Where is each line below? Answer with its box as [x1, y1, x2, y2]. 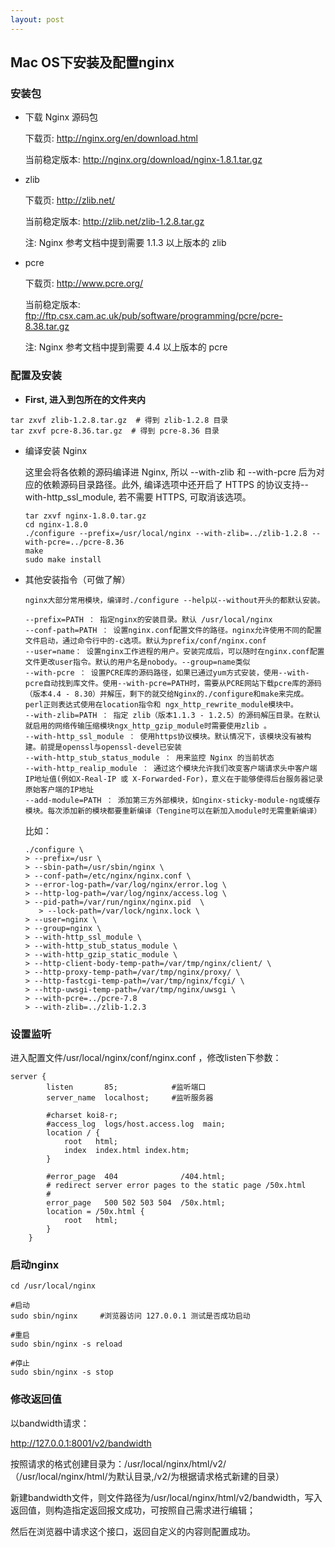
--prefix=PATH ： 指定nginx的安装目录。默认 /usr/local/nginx [24, 614, 273, 625]
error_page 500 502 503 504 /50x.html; [46, 1197, 226, 1208]
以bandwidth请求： [10, 1417, 90, 1429]
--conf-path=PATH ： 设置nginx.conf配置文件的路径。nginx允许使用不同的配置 [24, 625, 322, 635]
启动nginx [10, 1257, 60, 1271]
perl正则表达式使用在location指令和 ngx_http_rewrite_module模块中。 [24, 699, 298, 710]
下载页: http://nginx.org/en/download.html [24, 132, 198, 145]
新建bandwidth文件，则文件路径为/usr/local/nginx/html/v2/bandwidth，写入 [10, 1491, 323, 1503]
